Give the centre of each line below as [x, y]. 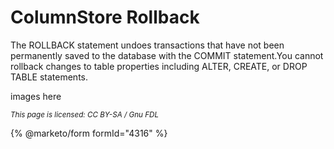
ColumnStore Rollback [105, 17]
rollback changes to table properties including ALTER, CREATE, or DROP [159, 66]
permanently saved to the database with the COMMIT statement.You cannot [167, 55]
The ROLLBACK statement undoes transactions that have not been [147, 45]
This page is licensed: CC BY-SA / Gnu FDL [85, 114]
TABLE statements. [49, 77]
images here [36, 96]
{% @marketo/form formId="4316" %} [89, 133]
